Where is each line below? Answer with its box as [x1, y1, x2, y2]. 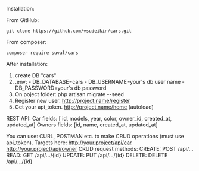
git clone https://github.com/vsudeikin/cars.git [6, 28, 132, 34]
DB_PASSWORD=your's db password [14, 84, 107, 91]
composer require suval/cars [6, 50, 79, 56]
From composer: [6, 39, 46, 45]
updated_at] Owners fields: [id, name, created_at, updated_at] [6, 121, 158, 128]
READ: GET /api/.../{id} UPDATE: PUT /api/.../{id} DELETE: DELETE [6, 151, 168, 159]
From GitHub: [6, 17, 39, 23]
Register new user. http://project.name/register [14, 97, 130, 104]
